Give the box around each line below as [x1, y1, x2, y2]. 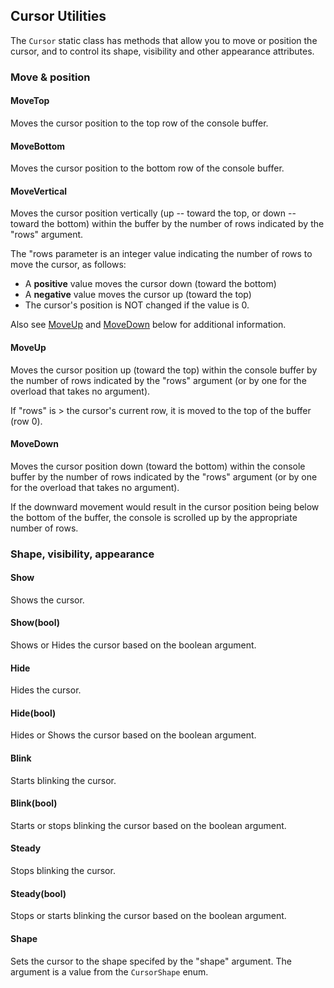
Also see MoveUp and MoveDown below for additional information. [10, 319, 287, 331]
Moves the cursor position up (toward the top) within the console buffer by [10, 364, 318, 376]
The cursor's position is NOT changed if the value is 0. [24, 299, 250, 311]
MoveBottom [10, 140, 66, 152]
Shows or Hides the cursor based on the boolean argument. [10, 639, 257, 651]
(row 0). [10, 415, 43, 427]
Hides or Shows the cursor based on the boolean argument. [10, 729, 257, 741]
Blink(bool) [10, 797, 58, 809]
